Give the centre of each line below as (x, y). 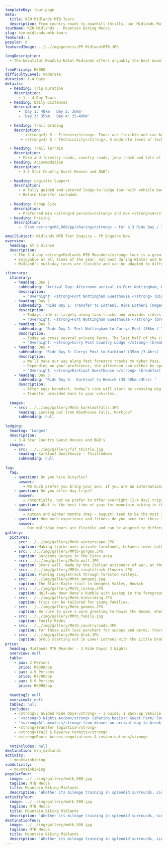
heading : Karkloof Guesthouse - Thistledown (65, 454)
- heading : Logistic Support (40, 181)
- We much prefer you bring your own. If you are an (79, 486)
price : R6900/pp (35, 686)
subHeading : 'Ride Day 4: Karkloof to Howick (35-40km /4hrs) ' (87, 380)
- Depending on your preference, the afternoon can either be (89, 366)
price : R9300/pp (35, 667)
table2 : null (23, 704)
